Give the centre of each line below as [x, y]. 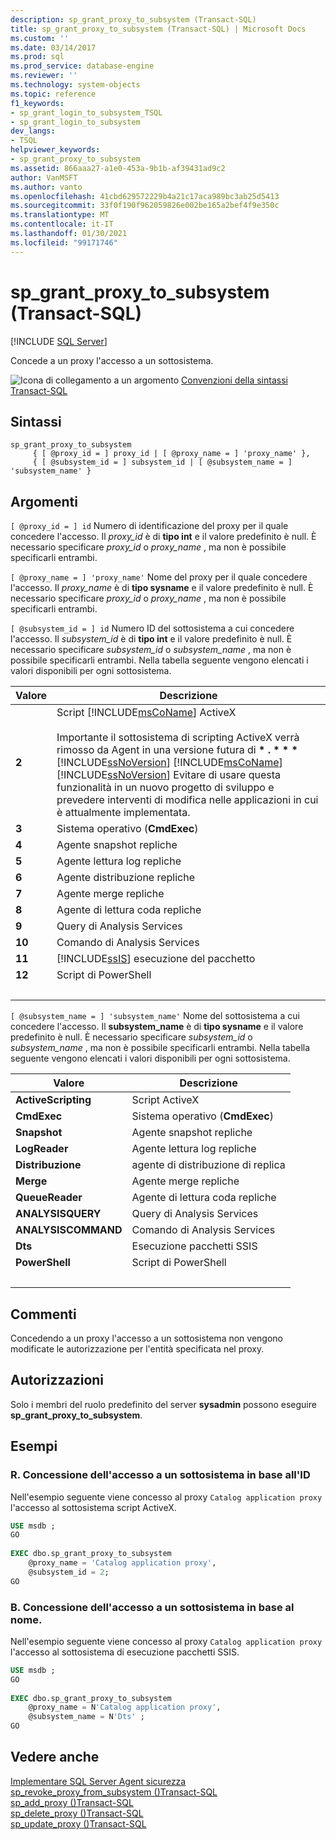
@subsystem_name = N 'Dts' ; [86, 1717]
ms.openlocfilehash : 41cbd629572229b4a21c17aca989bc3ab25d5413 [145, 196]
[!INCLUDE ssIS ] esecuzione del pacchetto [156, 959]
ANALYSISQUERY [58, 1214]
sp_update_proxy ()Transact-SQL [78, 1823]
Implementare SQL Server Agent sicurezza [98, 1781]
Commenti [43, 1314]
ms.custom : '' [40, 38]
